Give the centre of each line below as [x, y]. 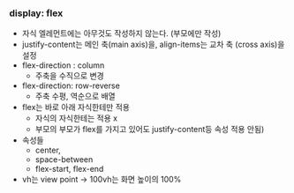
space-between [64, 160]
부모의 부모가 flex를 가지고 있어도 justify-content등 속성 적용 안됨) [150, 130]
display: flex [36, 13]
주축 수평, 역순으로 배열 [75, 96]
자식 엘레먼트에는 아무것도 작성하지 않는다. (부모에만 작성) [121, 33]
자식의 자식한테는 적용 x [76, 118]
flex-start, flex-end [69, 169]
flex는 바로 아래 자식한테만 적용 [76, 108]
